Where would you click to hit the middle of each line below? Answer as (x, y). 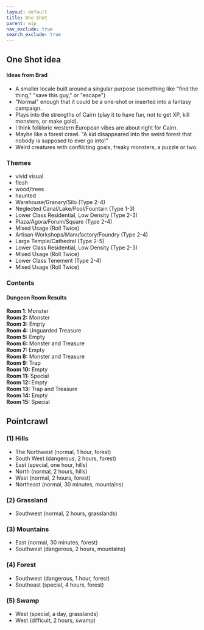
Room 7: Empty (26, 350)
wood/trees (30, 189)
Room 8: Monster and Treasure (46, 357)
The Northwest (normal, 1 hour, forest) (63, 452)
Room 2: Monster (28, 318)
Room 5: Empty (26, 337)
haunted (26, 196)
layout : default (27, 12)
